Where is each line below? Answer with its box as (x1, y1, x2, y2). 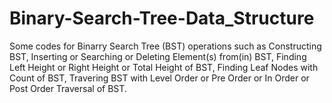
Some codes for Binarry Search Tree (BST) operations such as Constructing (9, 40, 322, 52)
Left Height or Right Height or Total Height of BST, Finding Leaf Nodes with (9, 61, 319, 73)
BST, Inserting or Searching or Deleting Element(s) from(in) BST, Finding (9, 50, 307, 62)
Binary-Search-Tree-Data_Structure (9, 7, 315, 30)
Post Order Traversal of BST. (9, 82, 127, 94)
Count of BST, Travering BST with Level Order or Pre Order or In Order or (9, 72, 310, 84)
